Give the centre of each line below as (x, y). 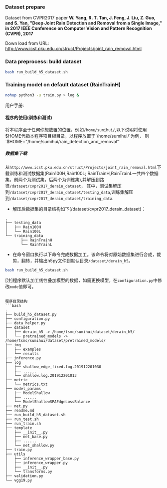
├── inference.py (23, 358)
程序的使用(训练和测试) (29, 118)
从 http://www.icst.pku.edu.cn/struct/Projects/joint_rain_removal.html (81, 167)
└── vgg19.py (19, 480)
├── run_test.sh (22, 419)
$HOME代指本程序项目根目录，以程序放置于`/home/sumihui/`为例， (74, 136)
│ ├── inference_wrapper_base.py (42, 458)
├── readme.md (20, 410)
